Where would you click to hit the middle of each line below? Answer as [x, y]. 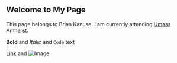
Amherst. [17, 30]
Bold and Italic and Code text [41, 42]
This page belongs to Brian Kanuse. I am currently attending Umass [89, 24]
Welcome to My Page [46, 10]
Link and [17, 53]
